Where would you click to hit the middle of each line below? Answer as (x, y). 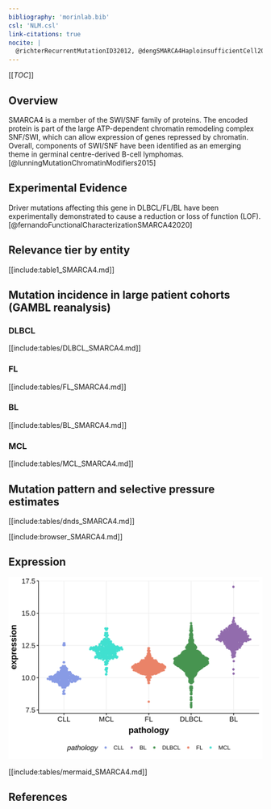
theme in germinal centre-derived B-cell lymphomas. (96, 154)
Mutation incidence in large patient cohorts (119, 295)
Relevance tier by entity (69, 250)
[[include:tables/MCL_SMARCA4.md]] (71, 463)
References (38, 796)
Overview (33, 101)
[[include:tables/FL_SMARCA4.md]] (67, 387)
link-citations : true (45, 34)
